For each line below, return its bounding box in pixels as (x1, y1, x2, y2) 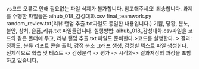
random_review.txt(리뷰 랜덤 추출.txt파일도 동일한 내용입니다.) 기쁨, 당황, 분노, (6, 20, 190, 27)
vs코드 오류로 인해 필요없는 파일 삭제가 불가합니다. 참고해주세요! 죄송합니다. (6, 5, 182, 12)
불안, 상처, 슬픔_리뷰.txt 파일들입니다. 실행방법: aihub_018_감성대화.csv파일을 (6, 27, 187, 34)
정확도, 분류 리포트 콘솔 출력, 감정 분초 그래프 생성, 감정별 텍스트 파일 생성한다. (6, 42, 189, 49)
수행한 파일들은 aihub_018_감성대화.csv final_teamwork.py (12, 12, 152, 19)
